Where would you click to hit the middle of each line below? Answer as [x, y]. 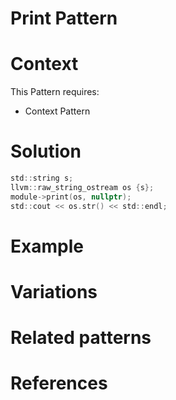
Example [47, 246]
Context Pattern [57, 111]
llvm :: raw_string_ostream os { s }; [82, 187]
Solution [46, 151]
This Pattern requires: [55, 92]
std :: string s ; [42, 178]
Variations [54, 291]
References [59, 383]
